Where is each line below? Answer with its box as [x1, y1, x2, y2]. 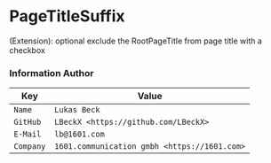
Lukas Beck [54, 105, 100, 115]
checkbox [9, 44, 46, 55]
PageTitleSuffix [9, 6, 126, 27]
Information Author [9, 66, 95, 79]
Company [13, 142, 46, 151]
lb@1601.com [54, 129, 105, 139]
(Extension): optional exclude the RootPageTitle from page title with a [9, 35, 262, 46]
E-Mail [13, 129, 42, 139]
